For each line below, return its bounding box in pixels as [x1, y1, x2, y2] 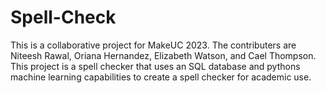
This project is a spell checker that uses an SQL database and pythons [10, 60, 301, 72]
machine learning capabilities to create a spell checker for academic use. [10, 71, 312, 83]
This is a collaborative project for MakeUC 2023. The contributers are [10, 39, 297, 51]
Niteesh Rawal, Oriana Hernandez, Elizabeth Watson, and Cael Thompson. [10, 49, 317, 61]
